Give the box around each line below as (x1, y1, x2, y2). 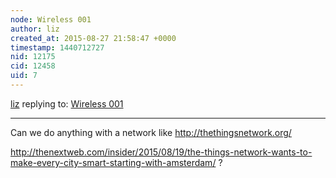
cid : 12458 (10, 61, 56, 71)
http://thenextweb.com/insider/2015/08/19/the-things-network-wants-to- (10, 146, 313, 158)
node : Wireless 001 (10, 14, 92, 25)
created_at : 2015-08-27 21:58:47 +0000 (10, 33, 177, 43)
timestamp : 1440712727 (10, 42, 105, 53)
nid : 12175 (10, 52, 56, 62)
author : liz (10, 24, 60, 34)
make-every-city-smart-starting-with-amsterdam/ (10, 156, 217, 168)
